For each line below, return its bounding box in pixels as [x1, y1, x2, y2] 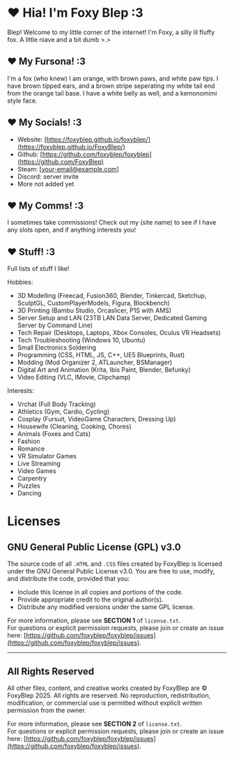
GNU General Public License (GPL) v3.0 [7, 541, 181, 553]
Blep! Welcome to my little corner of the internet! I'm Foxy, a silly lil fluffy [7, 28, 215, 36]
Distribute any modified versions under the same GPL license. [17, 603, 195, 611]
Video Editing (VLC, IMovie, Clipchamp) [17, 373, 131, 382]
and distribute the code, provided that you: [7, 574, 130, 583]
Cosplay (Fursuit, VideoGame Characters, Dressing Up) [17, 415, 176, 424]
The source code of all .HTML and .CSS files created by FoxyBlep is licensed [7, 560, 223, 568]
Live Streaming [17, 459, 61, 468]
